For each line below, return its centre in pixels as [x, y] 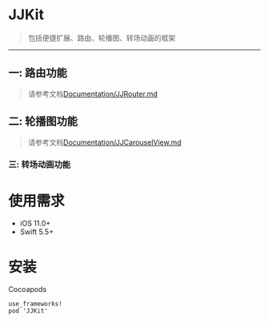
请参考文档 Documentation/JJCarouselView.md [104, 142]
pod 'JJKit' [28, 311]
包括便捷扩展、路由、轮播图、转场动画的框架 [102, 38]
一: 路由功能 [38, 73]
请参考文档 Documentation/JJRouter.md [92, 94]
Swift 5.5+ [37, 232]
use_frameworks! [35, 304]
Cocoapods [27, 289]
